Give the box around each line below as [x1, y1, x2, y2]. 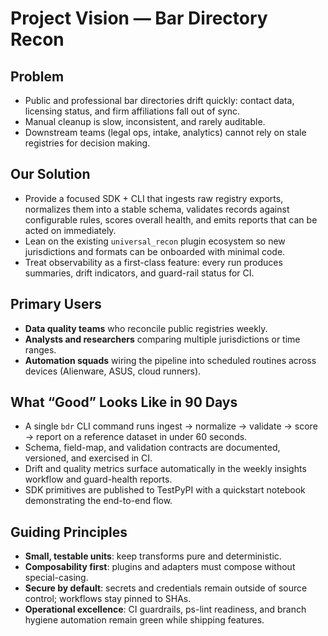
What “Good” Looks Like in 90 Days [10, 394, 238, 411]
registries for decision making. [24, 137, 151, 149]
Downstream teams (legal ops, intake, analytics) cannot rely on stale [24, 127, 307, 138]
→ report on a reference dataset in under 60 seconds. [24, 431, 248, 443]
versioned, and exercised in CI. [24, 452, 153, 464]
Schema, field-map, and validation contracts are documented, [24, 442, 281, 454]
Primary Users [10, 296, 102, 313]
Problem [10, 68, 65, 85]
